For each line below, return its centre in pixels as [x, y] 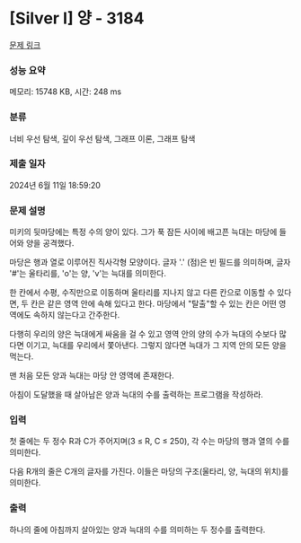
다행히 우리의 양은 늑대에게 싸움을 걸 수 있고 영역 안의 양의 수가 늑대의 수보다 [143, 334]
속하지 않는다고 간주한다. [76, 315]
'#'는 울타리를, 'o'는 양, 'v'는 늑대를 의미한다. [88, 274]
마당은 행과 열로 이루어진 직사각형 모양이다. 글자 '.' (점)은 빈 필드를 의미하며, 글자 [150, 262]
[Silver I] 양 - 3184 [77, 18]
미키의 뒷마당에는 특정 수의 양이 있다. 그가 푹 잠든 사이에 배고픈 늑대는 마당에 [143, 232]
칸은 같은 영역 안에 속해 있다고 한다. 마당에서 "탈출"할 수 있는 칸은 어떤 [153, 304]
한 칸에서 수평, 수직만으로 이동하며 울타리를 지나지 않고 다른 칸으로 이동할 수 [142, 293]
